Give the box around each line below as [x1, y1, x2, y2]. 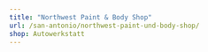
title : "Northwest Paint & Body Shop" [9, 12, 152, 22]
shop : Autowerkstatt [9, 29, 86, 38]
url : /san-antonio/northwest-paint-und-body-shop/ [9, 21, 200, 30]
